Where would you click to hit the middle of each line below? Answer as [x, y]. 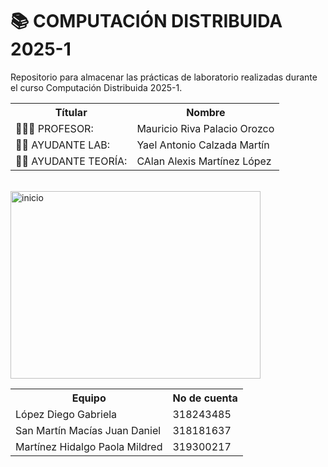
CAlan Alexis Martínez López [204, 161]
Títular [71, 112]
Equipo [89, 398]
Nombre [206, 112]
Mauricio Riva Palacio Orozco [205, 128]
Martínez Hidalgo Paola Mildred [89, 446]
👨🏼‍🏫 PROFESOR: [54, 128]
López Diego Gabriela [66, 414]
